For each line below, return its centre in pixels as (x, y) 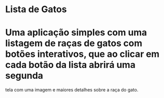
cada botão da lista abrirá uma (70, 65)
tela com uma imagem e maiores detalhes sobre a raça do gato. (72, 90)
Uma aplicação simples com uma (76, 33)
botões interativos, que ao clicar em (83, 54)
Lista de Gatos (36, 9)
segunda (24, 76)
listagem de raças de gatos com (74, 43)
